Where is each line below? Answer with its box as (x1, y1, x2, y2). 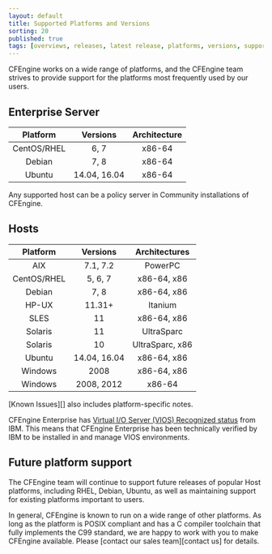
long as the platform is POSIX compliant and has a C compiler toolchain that (8, 518, 261, 528)
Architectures (134, 246, 190, 257)
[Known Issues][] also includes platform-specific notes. (8, 399, 193, 409)
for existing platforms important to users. (8, 494, 145, 504)
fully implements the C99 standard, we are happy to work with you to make (8, 527, 259, 537)
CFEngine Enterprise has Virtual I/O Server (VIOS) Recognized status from (8, 414, 257, 424)
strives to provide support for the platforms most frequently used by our (8, 73, 249, 83)
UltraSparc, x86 (132, 338, 193, 350)
